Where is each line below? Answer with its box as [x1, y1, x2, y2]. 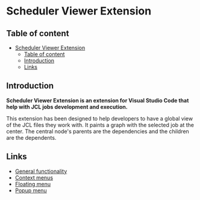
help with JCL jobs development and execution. [6, 103, 128, 110]
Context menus [14, 173, 53, 181]
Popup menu [14, 187, 47, 194]
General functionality [14, 167, 67, 175]
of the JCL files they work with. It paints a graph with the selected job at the [6, 121, 195, 128]
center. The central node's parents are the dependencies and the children [6, 128, 190, 135]
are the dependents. [6, 134, 57, 141]
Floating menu [14, 180, 51, 187]
